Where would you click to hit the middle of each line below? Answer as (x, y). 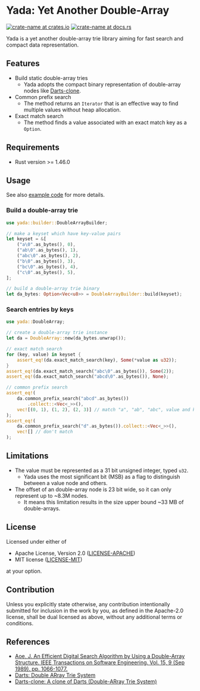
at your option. (24, 571)
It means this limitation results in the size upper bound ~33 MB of (104, 502)
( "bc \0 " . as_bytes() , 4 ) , (48, 267)
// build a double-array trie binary (53, 289)
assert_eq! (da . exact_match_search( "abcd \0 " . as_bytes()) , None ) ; (87, 377)
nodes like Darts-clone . (52, 91)
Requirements (33, 148)
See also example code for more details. (56, 195)
